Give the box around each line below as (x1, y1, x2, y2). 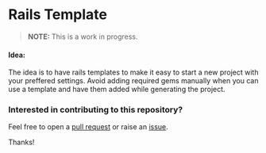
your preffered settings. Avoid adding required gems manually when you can (8, 76, 259, 86)
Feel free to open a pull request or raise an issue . (8, 122, 168, 132)
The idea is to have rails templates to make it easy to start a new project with (8, 67, 259, 77)
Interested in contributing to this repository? (8, 105, 183, 116)
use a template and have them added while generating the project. (8, 85, 226, 94)
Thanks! (8, 137, 35, 147)
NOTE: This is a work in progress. (27, 32, 138, 41)
